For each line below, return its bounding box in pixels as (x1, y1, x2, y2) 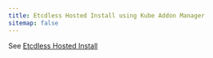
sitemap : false (8, 19, 59, 27)
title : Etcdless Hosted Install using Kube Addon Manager (8, 11, 205, 20)
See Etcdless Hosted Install (8, 41, 98, 50)
